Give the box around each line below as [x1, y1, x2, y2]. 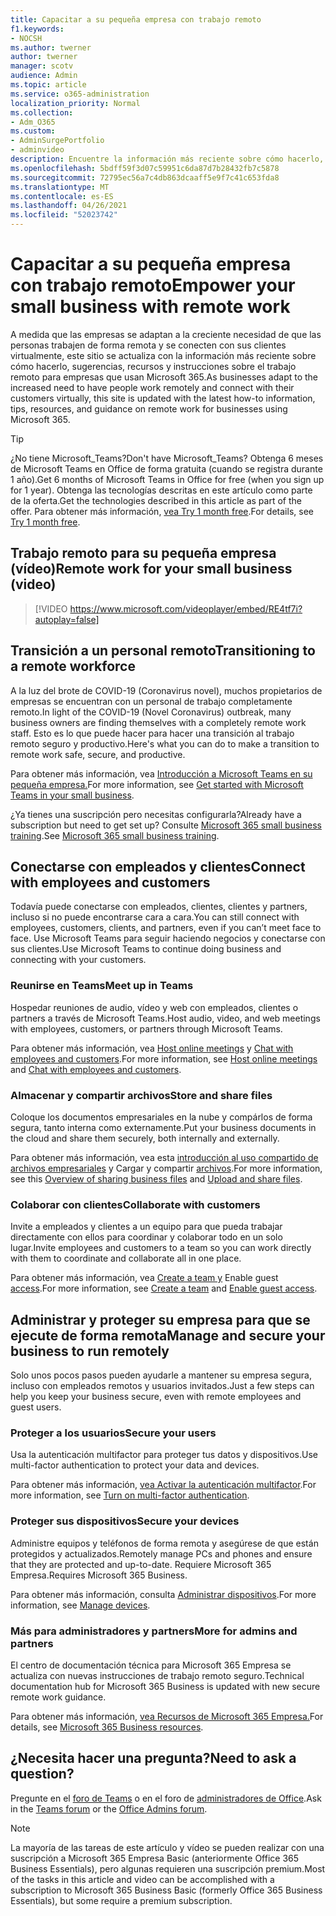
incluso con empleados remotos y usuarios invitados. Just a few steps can [10, 1380, 315, 1392]
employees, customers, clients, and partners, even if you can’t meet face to [10, 922, 322, 934]
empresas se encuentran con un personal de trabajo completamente [10, 695, 293, 707]
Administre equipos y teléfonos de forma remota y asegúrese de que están [10, 1537, 319, 1549]
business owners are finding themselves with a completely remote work [10, 716, 307, 728]
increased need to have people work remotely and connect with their [10, 381, 295, 393]
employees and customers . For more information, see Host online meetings [10, 1052, 318, 1065]
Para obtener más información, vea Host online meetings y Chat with [10, 1042, 294, 1054]
